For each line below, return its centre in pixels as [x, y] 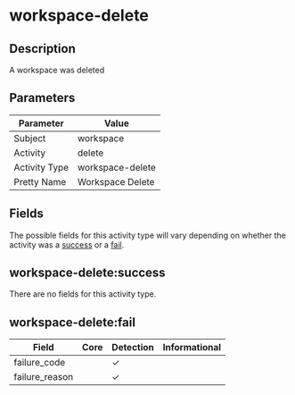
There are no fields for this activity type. [83, 294]
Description [42, 49]
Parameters [42, 98]
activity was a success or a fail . [67, 244]
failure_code [40, 363]
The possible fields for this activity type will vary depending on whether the [148, 235]
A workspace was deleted [57, 70]
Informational [192, 348]
